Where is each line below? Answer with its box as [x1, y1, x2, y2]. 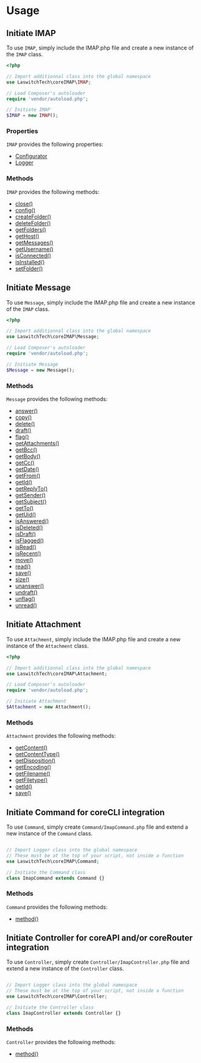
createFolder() [15, 213, 52, 220]
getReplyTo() [15, 485, 48, 492]
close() [15, 200, 33, 207]
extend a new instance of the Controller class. [6, 965, 124, 972]
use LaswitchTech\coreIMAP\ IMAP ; [6, 79, 91, 85]
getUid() [15, 511, 37, 518]
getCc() [15, 459, 35, 466]
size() [15, 575, 30, 583]
